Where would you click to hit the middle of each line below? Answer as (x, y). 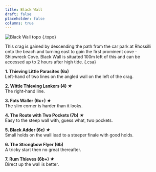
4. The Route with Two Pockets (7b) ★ (45, 115)
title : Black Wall (24, 10)
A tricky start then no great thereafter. (43, 150)
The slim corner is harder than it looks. (44, 106)
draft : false (18, 14)
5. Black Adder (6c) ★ (28, 130)
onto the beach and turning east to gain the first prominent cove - (71, 52)
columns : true (20, 23)
